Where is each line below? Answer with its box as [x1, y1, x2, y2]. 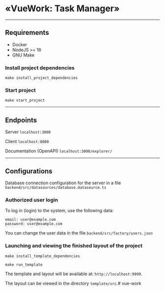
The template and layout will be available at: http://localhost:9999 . [5, 271, 142, 277]
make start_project [5, 98, 45, 103]
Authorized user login [5, 196, 58, 203]
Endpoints [5, 116, 37, 124]
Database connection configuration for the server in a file [5, 180, 121, 186]
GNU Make [12, 52, 35, 58]
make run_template [5, 262, 43, 267]
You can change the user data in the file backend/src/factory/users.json [5, 230, 153, 236]
